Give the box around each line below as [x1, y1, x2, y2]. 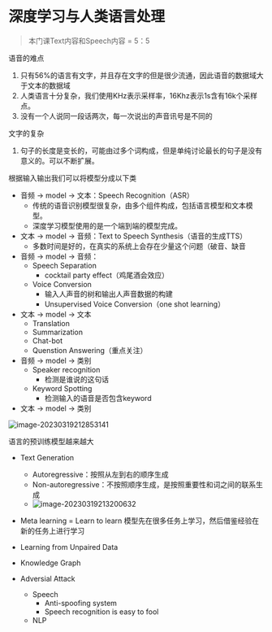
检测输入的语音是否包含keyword [44, 393, 152, 403]
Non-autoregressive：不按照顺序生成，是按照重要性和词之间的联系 [32, 479, 257, 489]
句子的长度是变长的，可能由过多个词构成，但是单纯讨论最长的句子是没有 [19, 146, 262, 155]
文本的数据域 [27, 81, 71, 90]
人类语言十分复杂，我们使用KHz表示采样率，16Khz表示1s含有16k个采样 [19, 90, 258, 100]
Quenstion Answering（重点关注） [32, 345, 148, 355]
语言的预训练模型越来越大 [8, 436, 94, 446]
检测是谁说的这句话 [44, 374, 110, 384]
